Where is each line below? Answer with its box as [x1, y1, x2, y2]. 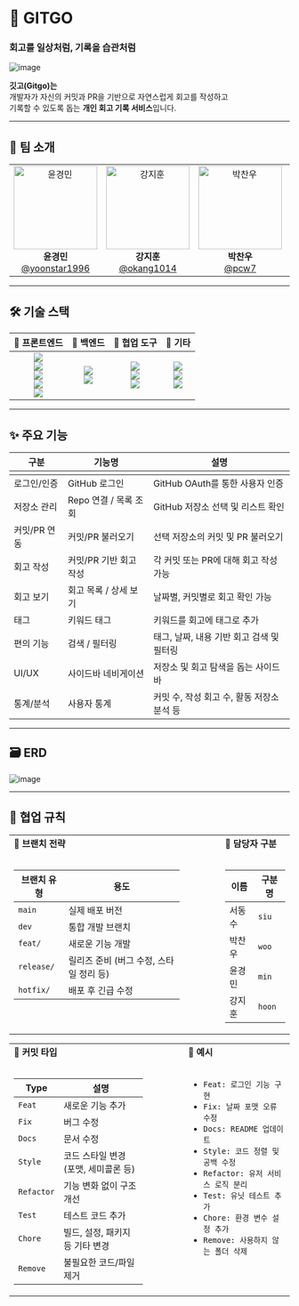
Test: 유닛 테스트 [203, 1190, 271, 1200]
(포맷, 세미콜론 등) [63, 1163, 135, 1175]
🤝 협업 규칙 [9, 810, 67, 826]
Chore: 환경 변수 [203, 1213, 269, 1222]
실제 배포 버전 [68, 904, 123, 916]
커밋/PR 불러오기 [68, 530, 135, 543]
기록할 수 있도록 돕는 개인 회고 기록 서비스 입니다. [9, 102, 177, 114]
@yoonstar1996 [20, 262, 91, 275]
